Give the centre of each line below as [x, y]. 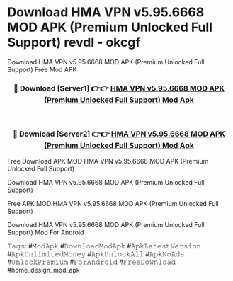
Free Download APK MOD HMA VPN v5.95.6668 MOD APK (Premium [108, 161]
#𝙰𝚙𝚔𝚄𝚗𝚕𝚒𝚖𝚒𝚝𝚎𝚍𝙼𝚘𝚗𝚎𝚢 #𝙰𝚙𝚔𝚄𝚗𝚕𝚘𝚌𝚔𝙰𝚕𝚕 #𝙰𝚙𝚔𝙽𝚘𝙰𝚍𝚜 [96, 254]
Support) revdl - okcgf [74, 42]
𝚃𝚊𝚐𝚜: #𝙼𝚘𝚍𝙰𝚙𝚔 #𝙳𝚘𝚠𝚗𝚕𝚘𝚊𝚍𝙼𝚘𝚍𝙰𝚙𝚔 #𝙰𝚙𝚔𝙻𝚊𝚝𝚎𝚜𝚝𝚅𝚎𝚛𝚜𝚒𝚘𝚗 [104, 246]
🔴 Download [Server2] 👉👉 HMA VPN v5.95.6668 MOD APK [119, 134]
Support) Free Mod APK [42, 69]
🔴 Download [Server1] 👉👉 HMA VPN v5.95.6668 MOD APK [119, 88]
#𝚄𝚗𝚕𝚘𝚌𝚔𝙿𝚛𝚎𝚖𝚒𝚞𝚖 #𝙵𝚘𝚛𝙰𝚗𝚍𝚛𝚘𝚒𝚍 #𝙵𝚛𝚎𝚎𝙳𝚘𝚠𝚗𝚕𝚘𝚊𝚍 [91, 262]
